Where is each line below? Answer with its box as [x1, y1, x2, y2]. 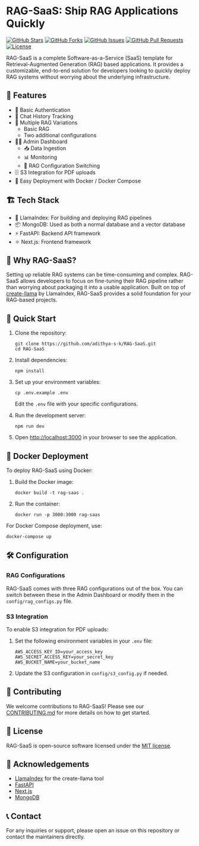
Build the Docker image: [14, 479, 74, 485]
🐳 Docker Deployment [6, 451, 89, 461]
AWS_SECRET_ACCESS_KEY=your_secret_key [14, 654, 114, 660]
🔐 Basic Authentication [14, 106, 71, 114]
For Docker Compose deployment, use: [6, 522, 102, 529]
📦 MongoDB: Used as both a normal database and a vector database [14, 221, 185, 228]
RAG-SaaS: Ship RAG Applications [6, 4, 179, 18]
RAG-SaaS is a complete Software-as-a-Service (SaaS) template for [6, 54, 173, 61]
